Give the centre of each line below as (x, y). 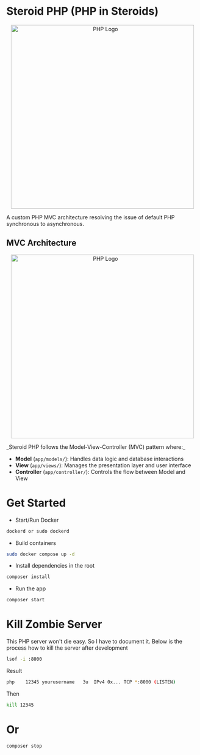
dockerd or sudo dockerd (38, 531)
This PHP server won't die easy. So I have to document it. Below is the (95, 642)
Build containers (36, 543)
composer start (26, 600)
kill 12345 (20, 705)
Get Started (36, 503)
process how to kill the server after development (67, 648)
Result (14, 671)
